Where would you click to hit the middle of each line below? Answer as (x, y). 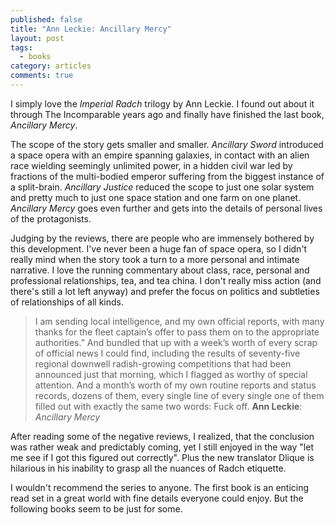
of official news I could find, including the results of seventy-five (167, 353)
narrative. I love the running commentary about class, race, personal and (160, 270)
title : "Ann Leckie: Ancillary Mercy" (91, 29)
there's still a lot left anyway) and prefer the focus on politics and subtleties (165, 291)
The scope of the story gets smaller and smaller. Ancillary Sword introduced (167, 144)
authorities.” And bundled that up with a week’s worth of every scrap (176, 342)
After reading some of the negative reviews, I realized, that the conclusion (162, 436)
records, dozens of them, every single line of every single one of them (179, 395)
